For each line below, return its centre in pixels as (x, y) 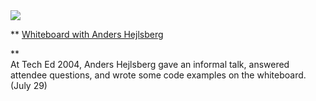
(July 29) (29, 85)
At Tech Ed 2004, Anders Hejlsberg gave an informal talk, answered (150, 64)
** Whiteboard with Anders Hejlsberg (87, 34)
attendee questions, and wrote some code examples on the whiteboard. (158, 75)
